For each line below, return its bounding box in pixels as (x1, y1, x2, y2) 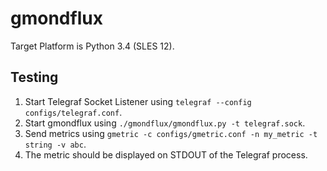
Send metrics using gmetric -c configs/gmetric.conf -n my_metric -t (24, 127, 318, 139)
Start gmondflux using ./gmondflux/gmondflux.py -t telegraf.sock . (24, 117, 306, 129)
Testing (10, 69, 59, 86)
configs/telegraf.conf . (24, 106, 123, 118)
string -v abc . (24, 138, 87, 150)
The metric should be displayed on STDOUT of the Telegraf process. (24, 148, 308, 161)
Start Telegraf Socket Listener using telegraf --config (24, 95, 252, 107)
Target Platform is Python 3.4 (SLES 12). (10, 40, 175, 52)
